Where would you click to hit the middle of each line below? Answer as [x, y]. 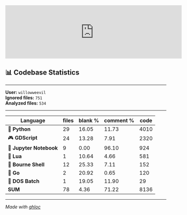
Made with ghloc [23, 207]
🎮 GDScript [23, 137]
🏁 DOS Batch [24, 181]
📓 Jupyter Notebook [33, 148]
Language [33, 121]
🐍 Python [19, 129]
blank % [89, 121]
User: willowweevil [26, 92]
